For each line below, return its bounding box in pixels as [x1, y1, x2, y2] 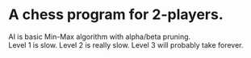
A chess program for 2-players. [8, 6, 224, 24]
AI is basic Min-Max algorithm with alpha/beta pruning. [8, 32, 191, 41]
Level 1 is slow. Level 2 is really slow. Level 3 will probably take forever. [8, 40, 244, 49]
